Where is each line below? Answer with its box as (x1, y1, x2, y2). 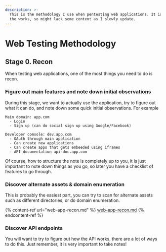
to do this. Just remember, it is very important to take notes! (5, 241, 127, 247)
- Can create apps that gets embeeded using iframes (9, 145, 121, 150)
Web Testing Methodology (5, 38, 116, 49)
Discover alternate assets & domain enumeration (5, 181, 125, 188)
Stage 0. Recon (5, 58, 53, 66)
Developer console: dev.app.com (5, 132, 72, 137)
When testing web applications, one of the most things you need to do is (5, 70, 153, 77)
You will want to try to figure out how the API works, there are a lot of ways (5, 236, 158, 242)
